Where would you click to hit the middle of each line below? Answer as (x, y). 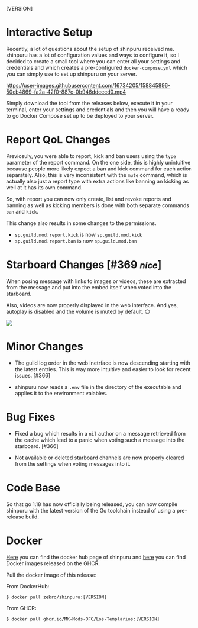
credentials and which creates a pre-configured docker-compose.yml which (97, 67)
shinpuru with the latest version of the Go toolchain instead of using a (91, 510)
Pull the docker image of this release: (51, 575)
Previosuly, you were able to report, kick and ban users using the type (91, 156)
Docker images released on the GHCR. (53, 563)
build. (33, 517)
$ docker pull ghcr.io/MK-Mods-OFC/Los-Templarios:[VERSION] (83, 619)
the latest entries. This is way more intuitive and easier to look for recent (103, 369)
